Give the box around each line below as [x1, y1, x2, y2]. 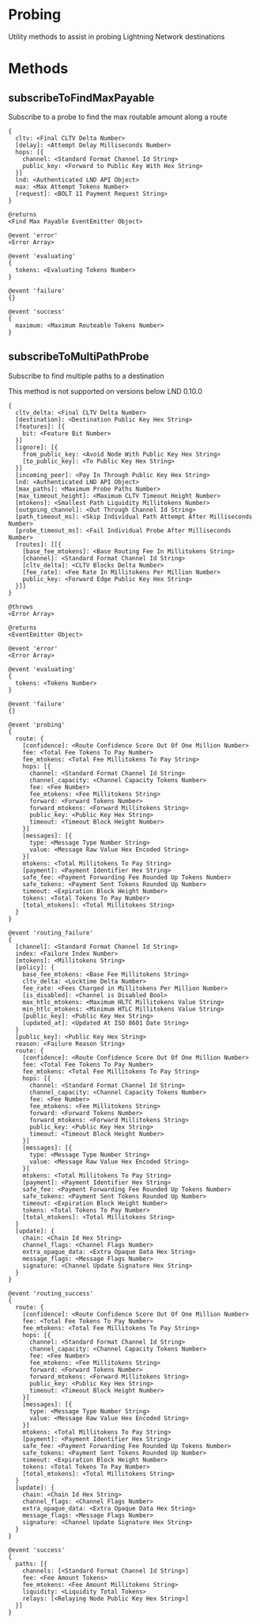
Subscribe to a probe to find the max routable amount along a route [8, 112, 228, 121]
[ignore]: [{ [15, 443, 58, 451]
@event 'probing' [8, 720, 66, 728]
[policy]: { [15, 963, 55, 972]
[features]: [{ [15, 422, 66, 430]
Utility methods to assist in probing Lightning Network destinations [8, 32, 225, 41]
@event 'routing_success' [8, 1290, 93, 1297]
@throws [8, 602, 34, 611]
